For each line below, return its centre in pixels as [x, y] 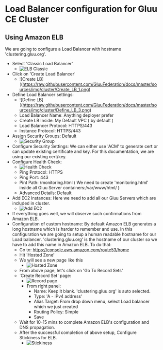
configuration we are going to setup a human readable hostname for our [84, 234]
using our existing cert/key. [39, 157]
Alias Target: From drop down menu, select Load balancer [92, 301]
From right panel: [44, 286]
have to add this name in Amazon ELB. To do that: [62, 245]
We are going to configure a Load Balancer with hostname [63, 49]
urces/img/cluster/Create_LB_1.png [54, 89]
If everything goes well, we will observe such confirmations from [77, 213]
